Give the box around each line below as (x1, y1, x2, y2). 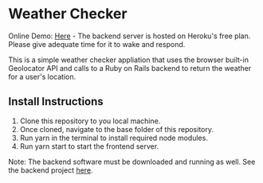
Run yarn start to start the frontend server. (19, 141, 159, 151)
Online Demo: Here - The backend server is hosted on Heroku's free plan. (8, 31, 251, 41)
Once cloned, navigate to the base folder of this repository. (19, 124, 214, 134)
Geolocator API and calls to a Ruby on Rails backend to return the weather (8, 63, 252, 72)
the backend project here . (8, 165, 93, 175)
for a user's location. (8, 72, 77, 81)
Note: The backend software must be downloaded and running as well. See (8, 157, 256, 166)
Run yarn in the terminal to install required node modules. (19, 133, 209, 142)
